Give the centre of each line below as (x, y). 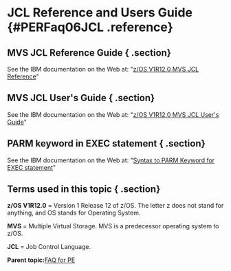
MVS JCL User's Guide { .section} (81, 98)
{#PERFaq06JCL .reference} (90, 27)
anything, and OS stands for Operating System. (74, 213)
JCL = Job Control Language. (49, 247)
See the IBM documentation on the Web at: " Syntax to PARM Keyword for (111, 160)
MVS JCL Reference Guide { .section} (89, 53)
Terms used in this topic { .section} (84, 189)
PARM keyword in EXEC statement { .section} (107, 143)
